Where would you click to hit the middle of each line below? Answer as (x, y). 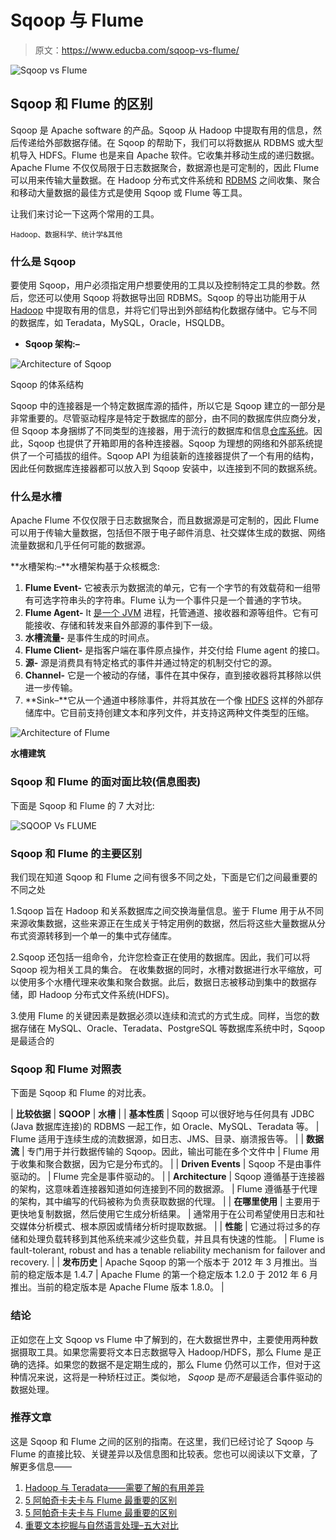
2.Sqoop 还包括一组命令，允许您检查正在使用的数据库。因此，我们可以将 (160, 957)
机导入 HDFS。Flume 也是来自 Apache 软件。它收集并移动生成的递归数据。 (165, 155)
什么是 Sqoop (43, 261)
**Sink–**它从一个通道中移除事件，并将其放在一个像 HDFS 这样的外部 (169, 700)
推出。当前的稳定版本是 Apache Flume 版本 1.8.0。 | (117, 1287)
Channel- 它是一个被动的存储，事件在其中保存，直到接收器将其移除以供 (173, 675)
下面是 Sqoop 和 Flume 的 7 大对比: (82, 805)
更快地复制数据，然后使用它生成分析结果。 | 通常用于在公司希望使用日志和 (163, 1214)
